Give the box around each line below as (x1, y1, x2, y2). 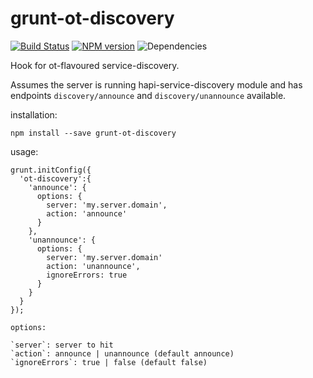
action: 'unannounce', (46, 261, 141, 271)
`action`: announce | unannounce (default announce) (10, 348, 235, 359)
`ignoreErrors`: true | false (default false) (10, 357, 208, 367)
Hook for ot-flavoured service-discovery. (10, 59, 180, 71)
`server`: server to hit (10, 340, 114, 350)
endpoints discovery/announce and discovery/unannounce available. (10, 89, 287, 101)
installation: (10, 108, 58, 121)
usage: (10, 145, 39, 157)
